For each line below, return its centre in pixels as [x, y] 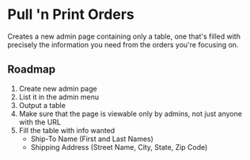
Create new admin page [58, 88]
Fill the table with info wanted [67, 130]
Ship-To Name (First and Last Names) [92, 139]
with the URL [40, 122]
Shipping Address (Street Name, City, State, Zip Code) [119, 147]
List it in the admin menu [59, 97]
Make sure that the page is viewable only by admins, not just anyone [131, 113]
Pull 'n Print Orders [71, 15]
